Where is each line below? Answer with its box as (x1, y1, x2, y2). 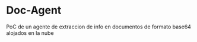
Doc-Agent (6, 4, 62, 17)
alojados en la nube (6, 29, 55, 36)
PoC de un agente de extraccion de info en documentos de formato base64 (6, 23, 192, 30)
